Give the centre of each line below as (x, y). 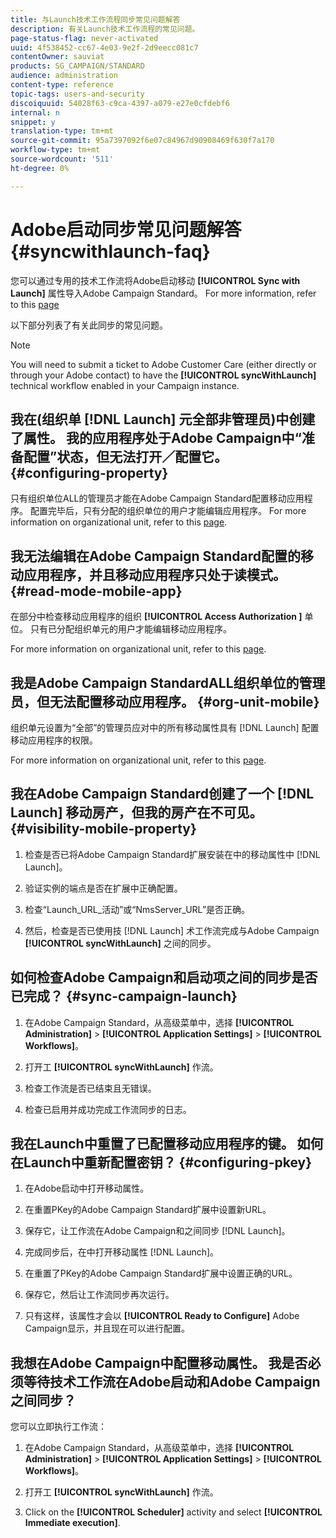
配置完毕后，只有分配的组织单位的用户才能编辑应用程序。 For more (168, 511)
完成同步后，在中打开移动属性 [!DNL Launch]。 (122, 1252)
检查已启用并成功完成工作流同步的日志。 (108, 1109)
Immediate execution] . (72, 1523)
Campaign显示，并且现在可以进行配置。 (107, 1328)
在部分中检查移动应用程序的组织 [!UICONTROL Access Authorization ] (156, 617)
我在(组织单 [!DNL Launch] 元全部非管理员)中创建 (163, 419)
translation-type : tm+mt (62, 131)
